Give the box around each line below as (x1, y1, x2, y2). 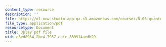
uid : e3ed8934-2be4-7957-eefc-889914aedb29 (5, 35, 96, 40)
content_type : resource (5, 7, 54, 12)
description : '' (5, 12, 39, 17)
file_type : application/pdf (5, 21, 63, 26)
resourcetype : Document (5, 25, 54, 30)
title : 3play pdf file (5, 30, 52, 35)
